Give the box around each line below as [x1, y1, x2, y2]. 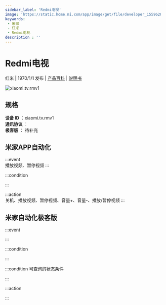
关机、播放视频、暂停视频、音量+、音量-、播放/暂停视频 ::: [5, 197, 125, 203]
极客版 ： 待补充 [5, 127, 38, 133]
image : [5, 12, 19, 17]
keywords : [5, 16, 26, 21]
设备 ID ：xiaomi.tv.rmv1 [5, 115, 54, 121]
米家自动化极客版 [5, 213, 57, 222]
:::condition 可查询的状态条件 [5, 266, 64, 272]
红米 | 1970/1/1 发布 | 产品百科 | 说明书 [5, 75, 82, 81]
